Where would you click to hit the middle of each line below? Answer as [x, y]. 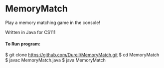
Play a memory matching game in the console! [53, 22]
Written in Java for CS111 [30, 32]
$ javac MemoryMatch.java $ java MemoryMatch [56, 60]
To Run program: [23, 43]
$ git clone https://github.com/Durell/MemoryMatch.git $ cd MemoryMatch [82, 55]
